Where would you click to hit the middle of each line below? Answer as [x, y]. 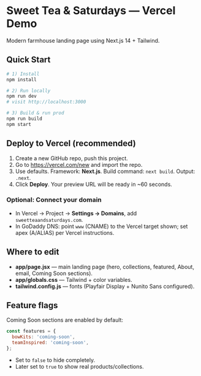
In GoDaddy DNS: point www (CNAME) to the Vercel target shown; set [101, 226]
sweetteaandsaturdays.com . [49, 219]
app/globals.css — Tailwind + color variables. [74, 279]
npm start [19, 124]
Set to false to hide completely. [55, 360]
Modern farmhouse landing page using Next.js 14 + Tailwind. [83, 40]
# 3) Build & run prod [35, 113]
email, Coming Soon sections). [54, 273]
